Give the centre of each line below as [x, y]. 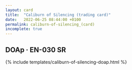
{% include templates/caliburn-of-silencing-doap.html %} [66, 62]
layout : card [19, 10]
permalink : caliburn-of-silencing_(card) [50, 24]
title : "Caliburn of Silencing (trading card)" [58, 15]
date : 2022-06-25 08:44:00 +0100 [43, 19]
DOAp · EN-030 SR [36, 50]
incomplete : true [24, 29]
